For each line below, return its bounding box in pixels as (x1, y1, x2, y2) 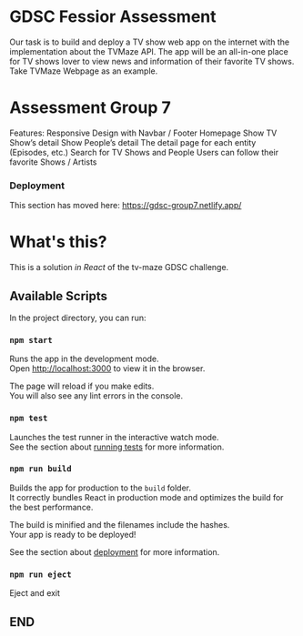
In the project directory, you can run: (9, 312, 146, 323)
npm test (9, 413, 48, 424)
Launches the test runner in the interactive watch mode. (9, 431, 220, 442)
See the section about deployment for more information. (9, 546, 220, 557)
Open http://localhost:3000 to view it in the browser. (9, 363, 206, 374)
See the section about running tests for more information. (9, 441, 225, 452)
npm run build (9, 464, 72, 474)
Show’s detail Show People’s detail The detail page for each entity (9, 136, 257, 147)
